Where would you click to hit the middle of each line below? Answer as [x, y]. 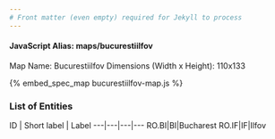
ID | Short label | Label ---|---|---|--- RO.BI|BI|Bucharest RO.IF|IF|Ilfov [138, 126]
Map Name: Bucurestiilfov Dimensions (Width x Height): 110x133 [128, 65]
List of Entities [41, 106]
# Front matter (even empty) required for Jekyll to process [126, 17]
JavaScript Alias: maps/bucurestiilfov [82, 46]
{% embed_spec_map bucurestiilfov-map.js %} [96, 83]
